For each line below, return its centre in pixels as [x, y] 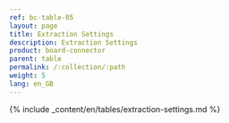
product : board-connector [57, 51]
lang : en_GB [31, 84]
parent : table [36, 59]
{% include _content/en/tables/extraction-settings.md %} [115, 109]
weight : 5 [28, 76]
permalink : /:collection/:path [68, 68]
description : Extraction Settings [74, 42]
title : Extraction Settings [62, 34]
